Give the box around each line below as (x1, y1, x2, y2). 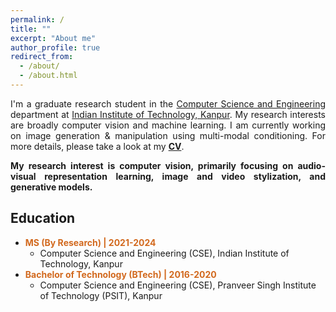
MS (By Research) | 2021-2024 (24, 236, 157, 248)
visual (10, 170, 37, 182)
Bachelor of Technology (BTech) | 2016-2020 (24, 268, 217, 280)
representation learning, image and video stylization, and (44, 170, 326, 182)
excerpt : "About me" (10, 33, 97, 43)
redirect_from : (10, 52, 74, 62)
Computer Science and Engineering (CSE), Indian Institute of (39, 247, 290, 259)
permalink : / (10, 14, 65, 25)
